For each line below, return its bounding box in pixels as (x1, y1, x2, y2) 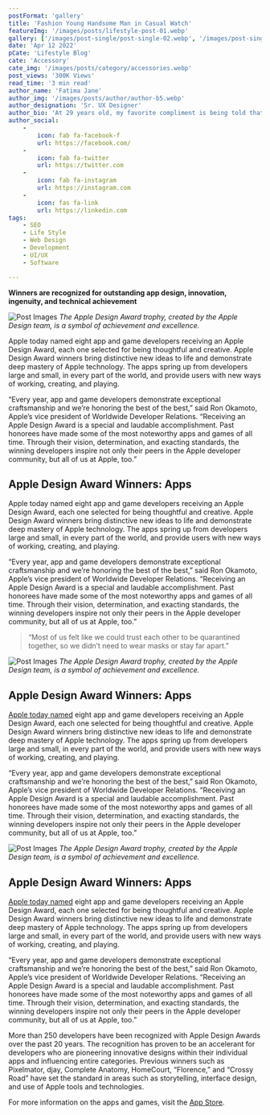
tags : (8, 214, 27, 222)
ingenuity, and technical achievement (8, 296, 137, 306)
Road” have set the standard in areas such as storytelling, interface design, (8, 1073, 257, 1083)
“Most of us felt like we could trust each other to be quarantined (27, 632, 240, 642)
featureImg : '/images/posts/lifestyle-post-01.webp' (8, 27, 189, 35)
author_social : (8, 117, 59, 125)
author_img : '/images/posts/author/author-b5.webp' (8, 94, 185, 102)
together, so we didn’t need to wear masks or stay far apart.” (27, 641, 229, 651)
